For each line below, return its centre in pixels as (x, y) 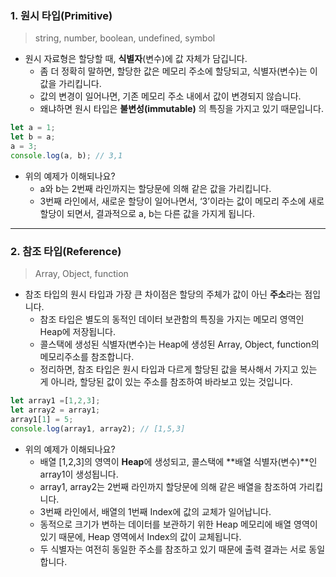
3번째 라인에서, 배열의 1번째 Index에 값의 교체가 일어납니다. (155, 511)
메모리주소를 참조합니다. (87, 357)
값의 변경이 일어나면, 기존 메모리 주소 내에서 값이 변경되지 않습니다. (170, 96)
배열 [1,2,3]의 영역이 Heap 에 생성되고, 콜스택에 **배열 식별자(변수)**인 (178, 461)
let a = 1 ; (33, 128)
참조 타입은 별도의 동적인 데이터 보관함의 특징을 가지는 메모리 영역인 (172, 319)
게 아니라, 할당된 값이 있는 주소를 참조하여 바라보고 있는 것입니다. (166, 382)
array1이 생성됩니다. (79, 474)
